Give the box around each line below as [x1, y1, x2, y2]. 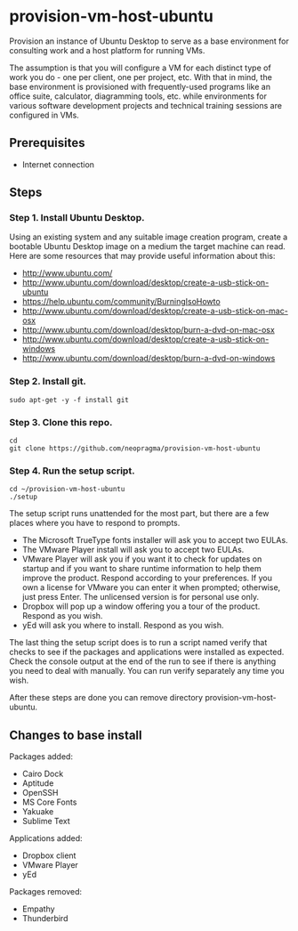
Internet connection [21, 158, 95, 170]
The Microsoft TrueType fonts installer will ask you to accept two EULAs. [21, 535, 288, 546]
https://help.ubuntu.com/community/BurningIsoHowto [21, 296, 221, 307]
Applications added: [9, 833, 83, 844]
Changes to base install [9, 727, 142, 742]
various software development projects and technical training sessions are [9, 100, 283, 110]
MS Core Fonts [21, 797, 77, 807]
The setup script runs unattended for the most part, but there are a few [9, 508, 270, 519]
